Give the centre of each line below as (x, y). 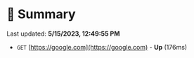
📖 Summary (41, 14)
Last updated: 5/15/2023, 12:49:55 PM (63, 34)
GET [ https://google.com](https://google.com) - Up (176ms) (102, 47)
